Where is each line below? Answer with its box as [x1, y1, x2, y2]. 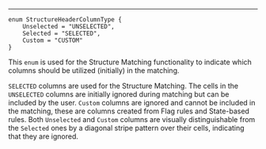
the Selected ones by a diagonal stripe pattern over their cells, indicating [8, 124, 245, 132]
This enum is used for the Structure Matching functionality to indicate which [8, 57, 252, 67]
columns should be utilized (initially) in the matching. [8, 66, 180, 75]
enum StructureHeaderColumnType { [8, 16, 123, 24]
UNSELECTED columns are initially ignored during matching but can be [8, 90, 230, 99]
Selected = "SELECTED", [22, 29, 101, 37]
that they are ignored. [8, 132, 79, 141]
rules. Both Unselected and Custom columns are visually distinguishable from [8, 115, 256, 124]
